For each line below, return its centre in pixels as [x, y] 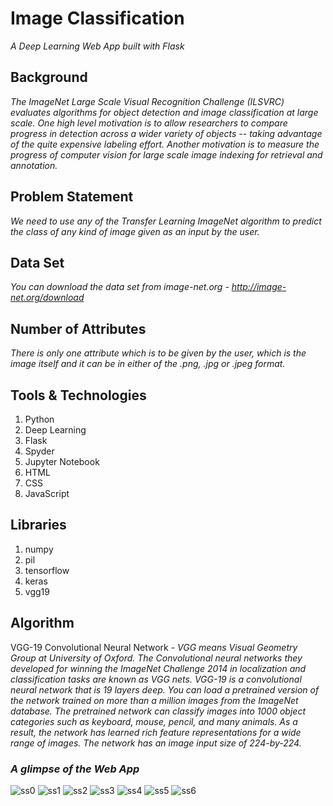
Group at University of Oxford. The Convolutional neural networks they [156, 658]
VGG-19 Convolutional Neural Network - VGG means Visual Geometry [154, 647]
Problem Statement [72, 197]
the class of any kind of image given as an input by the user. [135, 231]
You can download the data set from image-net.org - [120, 287]
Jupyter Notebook [62, 461]
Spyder [39, 451]
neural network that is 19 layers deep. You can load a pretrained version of [165, 689]
